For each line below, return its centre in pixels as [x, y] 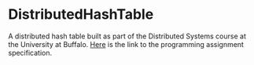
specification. [30, 52]
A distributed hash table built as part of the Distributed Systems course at [127, 36]
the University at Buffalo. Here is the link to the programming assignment [126, 44]
